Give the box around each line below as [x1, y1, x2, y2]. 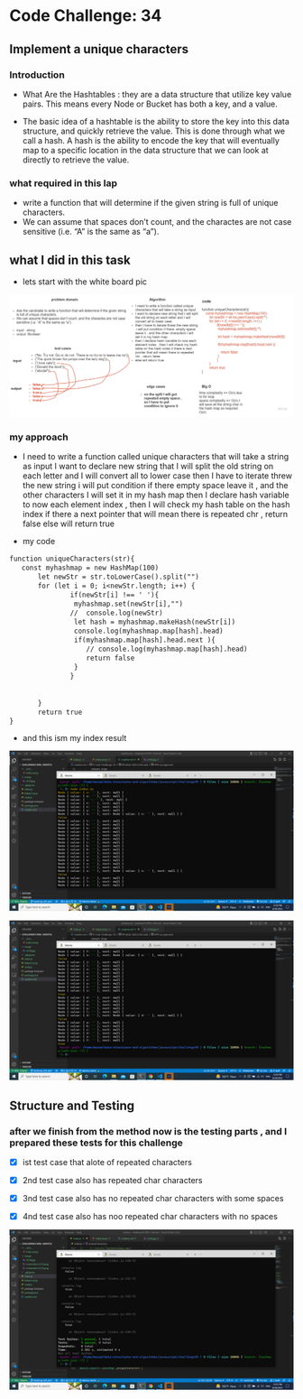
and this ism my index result [22, 733, 127, 744]
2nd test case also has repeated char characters [22, 1175, 203, 1186]
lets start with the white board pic [22, 276, 147, 287]
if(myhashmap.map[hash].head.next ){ [73, 635, 216, 645]
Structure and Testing [9, 1098, 135, 1113]
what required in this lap [9, 177, 118, 190]
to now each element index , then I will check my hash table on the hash [22, 499, 290, 510]
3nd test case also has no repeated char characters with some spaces [22, 1193, 284, 1204]
